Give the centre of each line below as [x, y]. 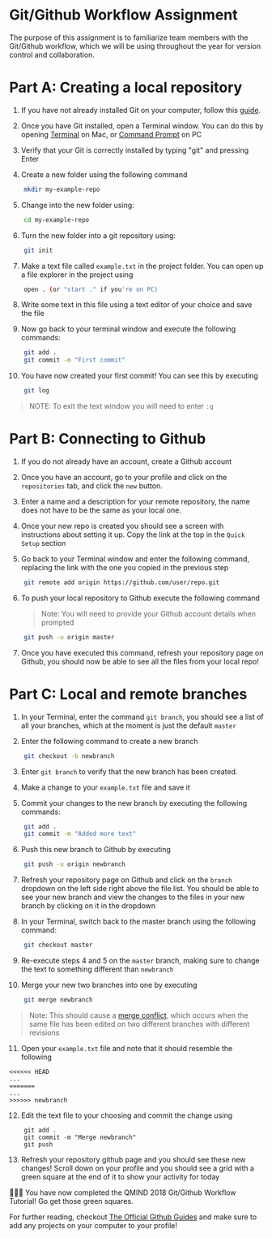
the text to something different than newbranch [97, 969]
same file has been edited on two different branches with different [139, 1024]
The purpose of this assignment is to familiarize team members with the [129, 37]
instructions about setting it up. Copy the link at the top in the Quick [133, 535]
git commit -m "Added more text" [80, 834]
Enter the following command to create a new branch [109, 741]
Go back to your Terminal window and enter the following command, [135, 559]
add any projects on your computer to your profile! [93, 1225]
